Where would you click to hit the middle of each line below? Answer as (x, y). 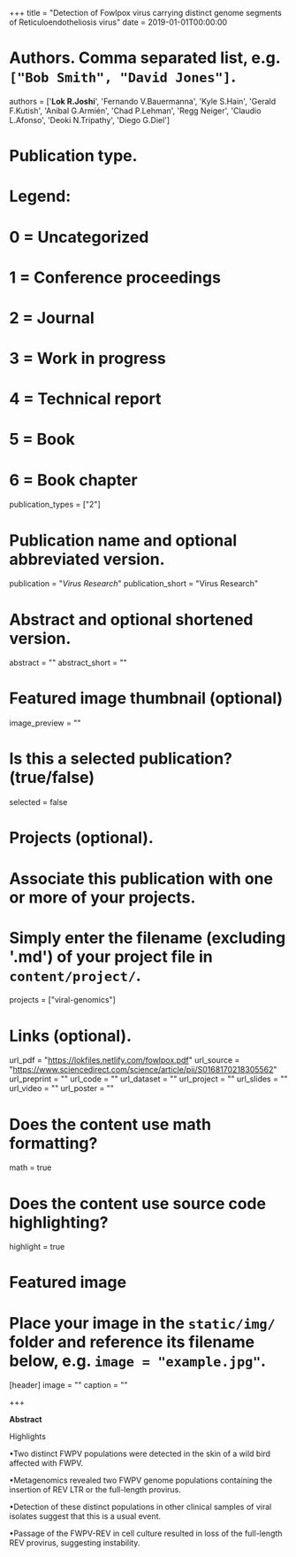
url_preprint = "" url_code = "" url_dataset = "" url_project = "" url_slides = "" (148, 1079)
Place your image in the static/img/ (142, 1323)
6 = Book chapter (74, 480)
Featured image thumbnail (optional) (146, 698)
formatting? (53, 1143)
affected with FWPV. (46, 1463)
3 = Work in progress (87, 359)
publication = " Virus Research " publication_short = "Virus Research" (134, 584)
